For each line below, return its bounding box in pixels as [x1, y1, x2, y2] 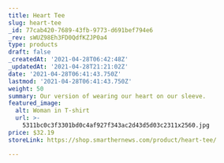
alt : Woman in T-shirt [15, 107, 90, 115]
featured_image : [8, 99, 62, 107]
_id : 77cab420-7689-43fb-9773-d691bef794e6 [8, 26, 154, 34]
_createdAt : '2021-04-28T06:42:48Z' [8, 56, 129, 64]
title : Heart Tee [8, 11, 65, 20]
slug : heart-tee [8, 19, 62, 27]
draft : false [8, 48, 51, 56]
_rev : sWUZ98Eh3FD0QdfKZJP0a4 [8, 33, 108, 42]
